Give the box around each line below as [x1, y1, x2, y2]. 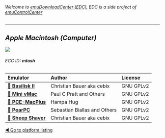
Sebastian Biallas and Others [51, 107, 117, 113]
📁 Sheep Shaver [7, 114, 46, 121]
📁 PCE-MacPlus [7, 99, 46, 106]
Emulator [7, 74, 29, 81]
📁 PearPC [7, 107, 30, 113]
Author [51, 74, 68, 81]
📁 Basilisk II [7, 83, 35, 89]
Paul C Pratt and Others [51, 91, 105, 98]
